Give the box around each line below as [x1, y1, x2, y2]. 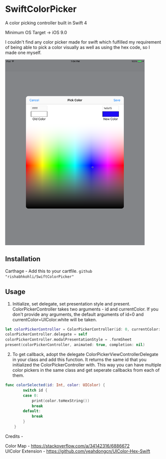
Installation [5, 255, 41, 263]
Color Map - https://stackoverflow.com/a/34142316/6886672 [5, 443, 130, 449]
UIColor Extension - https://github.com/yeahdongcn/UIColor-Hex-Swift [5, 448, 150, 454]
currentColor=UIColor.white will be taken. [12, 316, 97, 322]
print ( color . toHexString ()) [31, 398, 90, 403]
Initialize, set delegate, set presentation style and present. [12, 301, 131, 306]
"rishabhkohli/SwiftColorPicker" [5, 274, 74, 279]
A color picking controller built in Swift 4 [5, 20, 87, 26]
